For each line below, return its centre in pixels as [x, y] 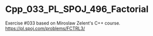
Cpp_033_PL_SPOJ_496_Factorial [77, 9]
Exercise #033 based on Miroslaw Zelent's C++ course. [63, 23]
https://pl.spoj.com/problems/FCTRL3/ [45, 28]
